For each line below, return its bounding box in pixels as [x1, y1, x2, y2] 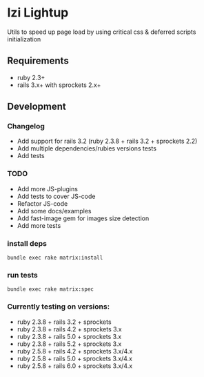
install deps [7, 238, 47, 248]
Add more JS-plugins [17, 184, 78, 193]
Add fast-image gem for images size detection [17, 214, 150, 222]
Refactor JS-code [17, 199, 68, 208]
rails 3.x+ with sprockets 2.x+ [17, 81, 101, 89]
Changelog [7, 122, 45, 131]
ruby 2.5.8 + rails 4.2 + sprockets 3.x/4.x [17, 347, 133, 355]
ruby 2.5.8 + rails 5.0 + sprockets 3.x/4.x [17, 354, 133, 362]
